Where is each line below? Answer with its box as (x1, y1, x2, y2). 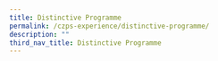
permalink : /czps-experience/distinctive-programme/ (9, 22, 210, 30)
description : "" (9, 30, 70, 39)
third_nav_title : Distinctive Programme (9, 38, 163, 48)
